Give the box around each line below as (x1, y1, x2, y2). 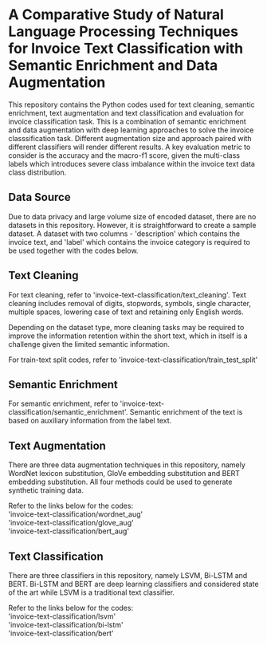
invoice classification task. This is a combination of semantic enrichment (8, 116, 247, 126)
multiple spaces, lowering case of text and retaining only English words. (8, 307, 245, 317)
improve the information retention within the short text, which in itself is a (8, 331, 249, 340)
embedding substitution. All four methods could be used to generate (8, 477, 233, 487)
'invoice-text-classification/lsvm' (8, 612, 116, 621)
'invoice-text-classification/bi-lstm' (8, 620, 124, 629)
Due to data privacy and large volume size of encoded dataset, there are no (8, 211, 257, 221)
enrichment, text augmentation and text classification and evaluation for (8, 108, 245, 117)
